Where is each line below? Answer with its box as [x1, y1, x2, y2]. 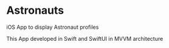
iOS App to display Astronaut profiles [6, 23, 99, 31]
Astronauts [6, 4, 64, 17]
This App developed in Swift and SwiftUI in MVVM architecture [6, 35, 164, 42]
